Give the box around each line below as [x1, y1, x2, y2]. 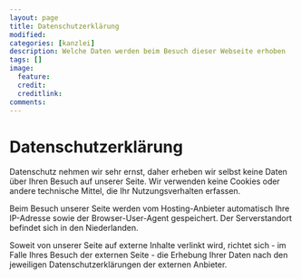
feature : [17, 72, 51, 82]
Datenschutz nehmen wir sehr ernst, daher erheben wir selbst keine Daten [9, 167, 288, 178]
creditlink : [17, 89, 63, 98]
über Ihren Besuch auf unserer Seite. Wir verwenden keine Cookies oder [9, 176, 281, 187]
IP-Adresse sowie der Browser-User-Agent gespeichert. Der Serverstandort [9, 213, 293, 224]
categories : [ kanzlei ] [9, 38, 95, 48]
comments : [9, 97, 47, 107]
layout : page [9, 13, 59, 23]
